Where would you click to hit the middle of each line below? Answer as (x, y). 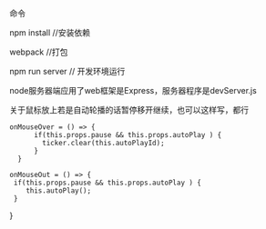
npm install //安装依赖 (50, 33)
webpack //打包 (39, 52)
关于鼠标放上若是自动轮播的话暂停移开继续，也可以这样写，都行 (129, 110)
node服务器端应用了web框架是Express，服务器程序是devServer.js (133, 90)
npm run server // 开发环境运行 (67, 71)
